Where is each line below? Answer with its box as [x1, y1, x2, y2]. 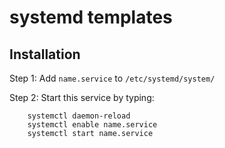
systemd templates [9, 6, 173, 29]
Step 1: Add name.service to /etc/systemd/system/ [9, 72, 216, 84]
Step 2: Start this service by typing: [9, 92, 155, 103]
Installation [9, 46, 81, 63]
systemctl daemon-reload [27, 111, 131, 121]
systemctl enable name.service [27, 120, 158, 130]
